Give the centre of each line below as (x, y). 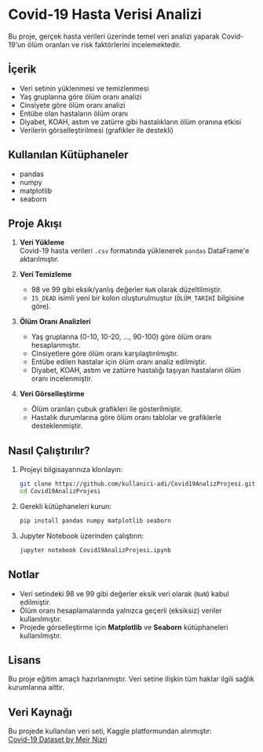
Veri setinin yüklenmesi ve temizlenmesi (84, 88)
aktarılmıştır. (39, 259)
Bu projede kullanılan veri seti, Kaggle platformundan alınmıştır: (110, 731)
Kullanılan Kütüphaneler (68, 155)
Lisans (25, 660)
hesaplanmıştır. (56, 345)
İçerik (22, 70)
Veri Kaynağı (40, 712)
